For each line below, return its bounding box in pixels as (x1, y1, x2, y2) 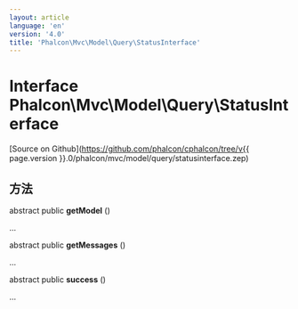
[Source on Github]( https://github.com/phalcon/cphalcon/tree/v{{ (9, 143, 250, 154)
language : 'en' (9, 21, 66, 30)
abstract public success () (9, 274, 107, 285)
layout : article (9, 12, 69, 22)
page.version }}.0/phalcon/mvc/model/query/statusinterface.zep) (9, 153, 249, 164)
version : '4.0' (9, 29, 66, 38)
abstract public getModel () (9, 206, 111, 215)
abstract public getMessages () (9, 240, 126, 250)
